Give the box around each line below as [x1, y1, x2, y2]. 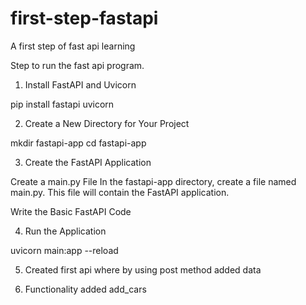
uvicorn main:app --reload [10, 244, 119, 256]
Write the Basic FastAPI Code [10, 205, 132, 217]
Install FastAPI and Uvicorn [24, 78, 137, 91]
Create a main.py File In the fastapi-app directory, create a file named [10, 175, 297, 187]
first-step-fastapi [10, 7, 159, 30]
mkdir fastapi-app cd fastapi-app [10, 137, 147, 149]
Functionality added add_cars [24, 283, 147, 295]
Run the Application [24, 225, 107, 237]
